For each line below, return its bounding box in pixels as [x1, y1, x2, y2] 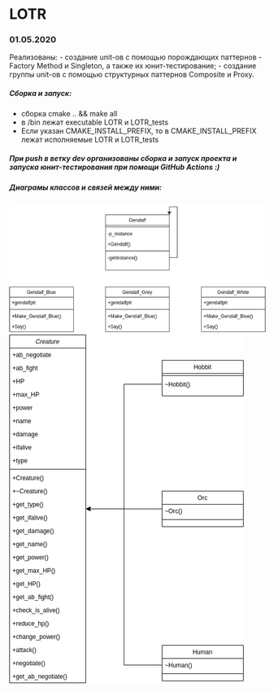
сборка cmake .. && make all [20, 109, 118, 119]
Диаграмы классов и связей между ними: [9, 182, 163, 192]
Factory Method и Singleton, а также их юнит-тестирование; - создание [9, 61, 257, 71]
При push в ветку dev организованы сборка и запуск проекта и [9, 154, 237, 164]
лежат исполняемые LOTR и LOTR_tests [20, 135, 159, 145]
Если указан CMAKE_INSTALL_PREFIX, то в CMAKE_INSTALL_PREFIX [20, 126, 257, 136]
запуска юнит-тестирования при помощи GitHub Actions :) [9, 162, 220, 172]
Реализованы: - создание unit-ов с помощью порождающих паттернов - [9, 52, 263, 62]
